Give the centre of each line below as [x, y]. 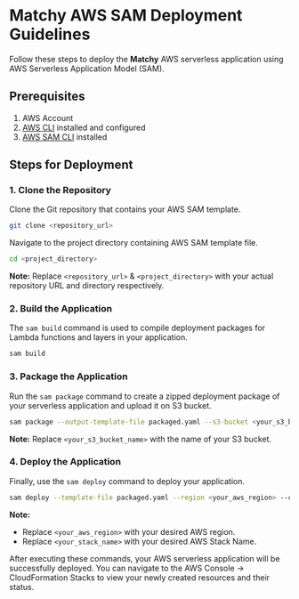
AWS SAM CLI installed [65, 137]
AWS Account [48, 117]
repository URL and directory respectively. [87, 286]
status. [22, 587]
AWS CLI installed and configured [84, 127]
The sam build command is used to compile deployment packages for [137, 328]
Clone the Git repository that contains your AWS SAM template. [125, 209]
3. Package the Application [69, 376]
